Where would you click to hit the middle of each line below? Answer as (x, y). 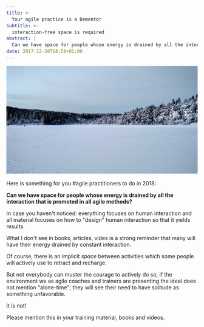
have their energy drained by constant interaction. (69, 245)
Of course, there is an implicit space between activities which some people (100, 256)
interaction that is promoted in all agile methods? (69, 202)
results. (16, 226)
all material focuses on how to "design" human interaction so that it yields (98, 220)
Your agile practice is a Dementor (57, 19)
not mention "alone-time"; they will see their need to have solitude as (93, 287)
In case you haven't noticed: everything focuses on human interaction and (99, 213)
